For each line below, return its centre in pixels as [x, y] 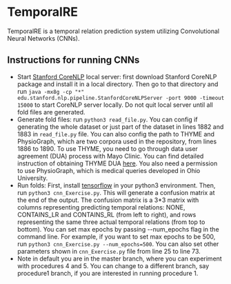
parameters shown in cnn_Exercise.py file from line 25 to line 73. [109, 251]
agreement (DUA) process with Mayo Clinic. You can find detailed [110, 156]
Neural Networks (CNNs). [43, 38]
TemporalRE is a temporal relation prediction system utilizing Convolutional [113, 31]
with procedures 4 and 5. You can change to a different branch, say [113, 265]
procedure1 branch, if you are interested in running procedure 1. [108, 273]
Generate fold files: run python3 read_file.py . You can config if [107, 119]
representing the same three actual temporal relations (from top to [111, 222]
